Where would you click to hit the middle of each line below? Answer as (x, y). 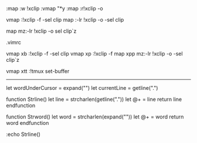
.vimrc (14, 42)
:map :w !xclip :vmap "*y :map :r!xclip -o (55, 8)
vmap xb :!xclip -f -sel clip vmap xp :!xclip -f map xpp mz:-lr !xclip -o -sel (94, 54)
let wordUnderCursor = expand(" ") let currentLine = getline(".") (82, 88)
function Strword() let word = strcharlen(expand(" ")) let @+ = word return (95, 117)
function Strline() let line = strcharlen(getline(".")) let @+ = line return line (94, 99)
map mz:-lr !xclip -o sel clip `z (41, 31)
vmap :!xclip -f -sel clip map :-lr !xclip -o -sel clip (65, 20)
